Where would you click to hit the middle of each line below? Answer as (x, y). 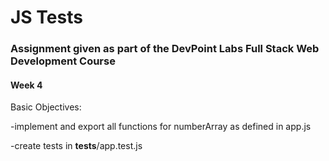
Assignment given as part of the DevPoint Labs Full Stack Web (165, 49)
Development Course (63, 61)
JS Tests (46, 17)
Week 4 (26, 85)
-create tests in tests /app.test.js (76, 146)
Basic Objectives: (46, 107)
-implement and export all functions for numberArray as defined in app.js (161, 127)
